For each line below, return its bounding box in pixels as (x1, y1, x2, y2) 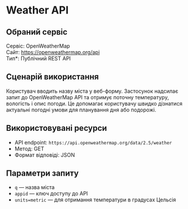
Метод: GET (14, 145, 45, 152)
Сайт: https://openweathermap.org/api (6, 49, 100, 56)
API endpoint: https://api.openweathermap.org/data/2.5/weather (14, 139, 172, 146)
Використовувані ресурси (6, 123, 107, 133)
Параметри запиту (6, 168, 79, 178)
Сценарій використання (6, 72, 99, 82)
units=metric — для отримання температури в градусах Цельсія (14, 196, 176, 203)
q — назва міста (14, 184, 55, 191)
